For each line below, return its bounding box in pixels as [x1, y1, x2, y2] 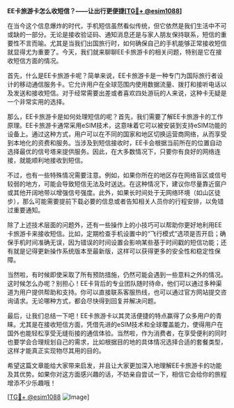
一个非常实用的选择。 [7, 98, 68, 105]
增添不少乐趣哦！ [7, 379, 56, 387]
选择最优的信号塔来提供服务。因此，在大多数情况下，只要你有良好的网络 [7, 147, 214, 156]
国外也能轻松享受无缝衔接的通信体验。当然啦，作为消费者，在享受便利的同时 [7, 329, 227, 337]
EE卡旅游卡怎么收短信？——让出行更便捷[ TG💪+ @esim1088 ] [7, 7, 182, 15]
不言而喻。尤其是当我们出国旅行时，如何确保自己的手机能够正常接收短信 [19, 39, 227, 48]
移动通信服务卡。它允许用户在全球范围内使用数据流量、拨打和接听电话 [19, 80, 221, 88]
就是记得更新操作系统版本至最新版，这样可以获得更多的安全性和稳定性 [13, 247, 214, 255]
